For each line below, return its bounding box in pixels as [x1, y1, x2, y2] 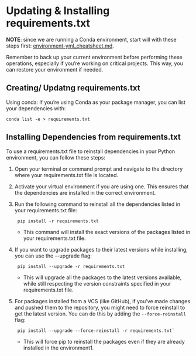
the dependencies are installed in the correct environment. [14, 189, 156, 196]
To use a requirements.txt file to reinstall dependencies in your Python [6, 148, 176, 155]
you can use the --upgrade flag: [14, 252, 92, 259]
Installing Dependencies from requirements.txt [6, 132, 181, 142]
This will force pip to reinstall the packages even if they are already [23, 338, 185, 345]
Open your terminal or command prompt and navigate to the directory [14, 165, 183, 172]
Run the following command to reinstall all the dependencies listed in [14, 201, 180, 208]
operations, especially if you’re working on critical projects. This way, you [6, 60, 183, 67]
